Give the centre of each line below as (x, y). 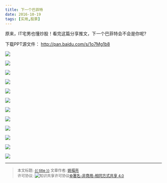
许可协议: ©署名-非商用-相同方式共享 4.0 (71, 176)
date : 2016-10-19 (23, 14)
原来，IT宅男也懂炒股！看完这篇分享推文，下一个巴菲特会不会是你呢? (76, 34)
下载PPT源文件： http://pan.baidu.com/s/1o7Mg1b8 (58, 44)
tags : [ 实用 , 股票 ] (23, 19)
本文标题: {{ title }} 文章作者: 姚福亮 (48, 171)
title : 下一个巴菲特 (24, 10)
